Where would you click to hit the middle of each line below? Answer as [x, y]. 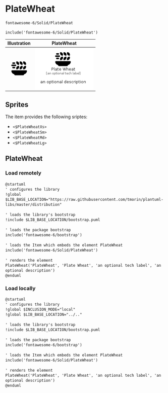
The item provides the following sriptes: [46, 117]
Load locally [20, 288]
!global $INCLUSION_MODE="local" [40, 309]
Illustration [19, 43]
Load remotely [23, 173]
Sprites [17, 104]
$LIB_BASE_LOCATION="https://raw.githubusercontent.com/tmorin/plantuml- [85, 199]
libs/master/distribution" [34, 204]
